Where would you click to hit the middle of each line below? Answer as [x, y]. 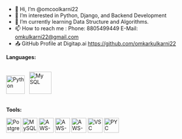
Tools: [14, 110]
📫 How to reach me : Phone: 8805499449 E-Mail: [76, 28]
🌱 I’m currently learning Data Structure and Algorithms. [82, 22]
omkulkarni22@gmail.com [47, 37]
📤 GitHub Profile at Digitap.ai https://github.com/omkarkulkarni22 [95, 43]
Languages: [21, 57]
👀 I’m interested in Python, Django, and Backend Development [91, 15]
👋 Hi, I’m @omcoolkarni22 [47, 9]
